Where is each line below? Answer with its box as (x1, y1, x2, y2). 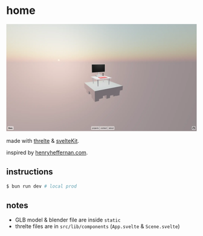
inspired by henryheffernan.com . (6, 149, 88, 156)
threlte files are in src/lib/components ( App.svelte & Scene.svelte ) (14, 222, 180, 230)
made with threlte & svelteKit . (6, 137, 80, 145)
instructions (6, 166, 53, 177)
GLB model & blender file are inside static (14, 216, 121, 223)
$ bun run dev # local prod (6, 183, 77, 189)
